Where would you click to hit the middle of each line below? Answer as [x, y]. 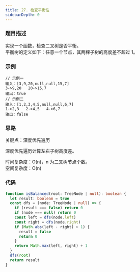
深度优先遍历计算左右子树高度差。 [41, 151]
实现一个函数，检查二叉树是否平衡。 [43, 45]
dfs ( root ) [20, 256]
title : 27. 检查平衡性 [27, 10]
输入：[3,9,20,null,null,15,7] [37, 84]
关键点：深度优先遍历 [27, 140]
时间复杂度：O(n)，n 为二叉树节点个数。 [48, 162]
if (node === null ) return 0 [45, 213]
